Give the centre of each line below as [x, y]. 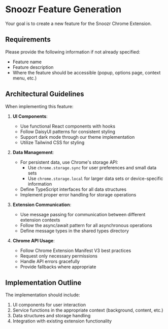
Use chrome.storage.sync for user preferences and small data [92, 167]
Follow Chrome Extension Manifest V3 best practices [76, 250]
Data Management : [33, 152]
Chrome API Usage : [33, 240]
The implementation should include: [43, 295]
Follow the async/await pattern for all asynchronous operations [86, 225]
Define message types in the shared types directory [75, 231]
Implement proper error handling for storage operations [78, 194]
